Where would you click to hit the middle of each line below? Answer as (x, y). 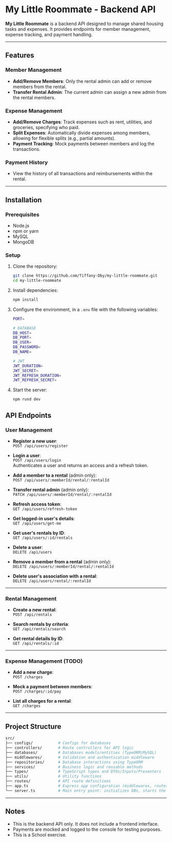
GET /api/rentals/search (39, 629)
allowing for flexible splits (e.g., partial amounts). (64, 138)
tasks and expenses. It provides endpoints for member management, (78, 29)
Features (20, 56)
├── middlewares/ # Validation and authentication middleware (80, 757)
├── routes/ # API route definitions (58, 781)
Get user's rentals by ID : (39, 533)
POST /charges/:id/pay (37, 692)
